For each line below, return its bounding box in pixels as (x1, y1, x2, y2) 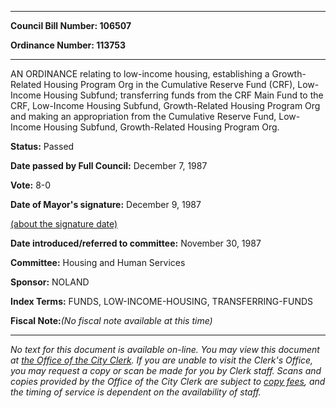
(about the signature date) (10, 218, 118, 230)
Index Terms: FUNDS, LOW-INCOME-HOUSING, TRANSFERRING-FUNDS (10, 296, 314, 307)
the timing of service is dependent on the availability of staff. (10, 386, 262, 398)
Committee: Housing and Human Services (10, 257, 186, 268)
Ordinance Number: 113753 (10, 39, 127, 51)
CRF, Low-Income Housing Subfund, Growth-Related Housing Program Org (10, 100, 321, 111)
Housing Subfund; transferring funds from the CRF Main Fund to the (43, 89, 324, 101)
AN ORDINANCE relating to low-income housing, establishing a (10, 68, 270, 80)
